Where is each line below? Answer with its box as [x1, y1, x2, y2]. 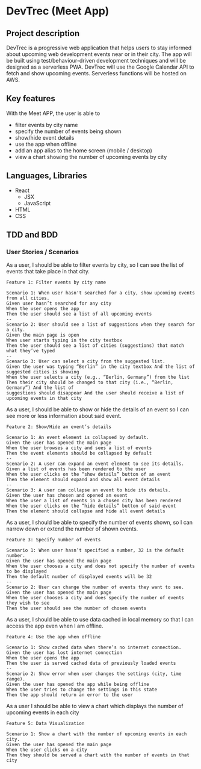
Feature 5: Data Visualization [6, 721, 85, 727]
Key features [6, 93, 55, 104]
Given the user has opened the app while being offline [6, 682, 149, 688]
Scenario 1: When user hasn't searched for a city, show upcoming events [6, 290, 196, 296]
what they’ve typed [6, 348, 55, 354]
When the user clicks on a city [6, 747, 87, 753]
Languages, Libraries [6, 170, 87, 181]
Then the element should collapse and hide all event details [6, 508, 165, 514]
